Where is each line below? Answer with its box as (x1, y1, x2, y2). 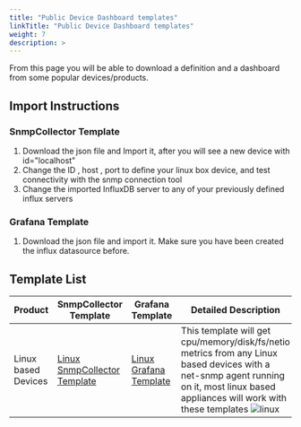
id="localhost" (21, 154, 76, 166)
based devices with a (180, 358, 271, 370)
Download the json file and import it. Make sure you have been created (21, 236, 284, 247)
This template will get (180, 325, 271, 337)
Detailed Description (191, 304, 280, 317)
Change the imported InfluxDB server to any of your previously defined (21, 183, 285, 194)
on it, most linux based (180, 380, 276, 393)
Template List (9, 271, 87, 287)
